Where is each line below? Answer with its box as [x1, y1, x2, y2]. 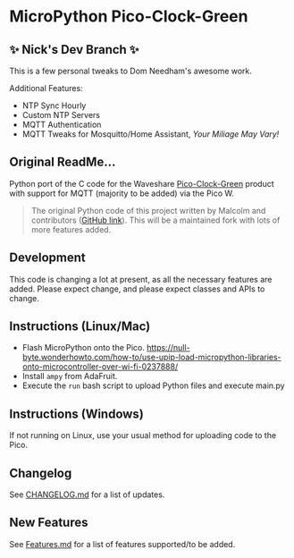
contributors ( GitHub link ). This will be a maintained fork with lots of [30, 215, 281, 225]
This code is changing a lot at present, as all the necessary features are [9, 274, 273, 284]
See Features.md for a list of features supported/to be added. [9, 538, 236, 549]
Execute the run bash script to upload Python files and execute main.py [21, 380, 285, 391]
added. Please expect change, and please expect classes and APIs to [9, 283, 265, 294]
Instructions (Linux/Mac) [9, 319, 151, 334]
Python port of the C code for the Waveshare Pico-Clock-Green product [9, 178, 274, 189]
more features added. [30, 224, 112, 234]
